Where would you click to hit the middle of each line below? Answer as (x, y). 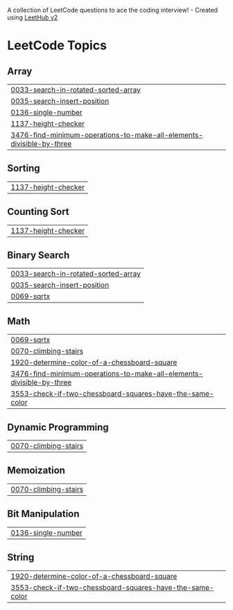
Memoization (36, 471)
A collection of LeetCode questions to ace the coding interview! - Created (113, 10)
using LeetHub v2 (33, 17)
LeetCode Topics (57, 46)
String (21, 557)
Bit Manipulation (43, 514)
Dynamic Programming (58, 427)
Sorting (24, 169)
